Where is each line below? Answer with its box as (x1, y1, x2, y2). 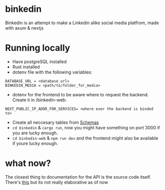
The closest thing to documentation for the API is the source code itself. (5, 174, 152, 180)
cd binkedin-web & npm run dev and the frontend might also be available (12, 135, 159, 141)
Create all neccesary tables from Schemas (12, 119, 99, 125)
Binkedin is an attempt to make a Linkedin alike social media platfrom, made (5, 20, 159, 26)
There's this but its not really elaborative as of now (5, 179, 108, 185)
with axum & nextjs (5, 25, 44, 31)
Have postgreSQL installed (12, 58, 67, 65)
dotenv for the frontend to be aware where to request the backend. (12, 91, 149, 97)
